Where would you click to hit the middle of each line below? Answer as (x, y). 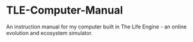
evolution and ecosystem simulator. (50, 33)
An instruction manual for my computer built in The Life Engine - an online (96, 27)
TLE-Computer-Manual (65, 10)
